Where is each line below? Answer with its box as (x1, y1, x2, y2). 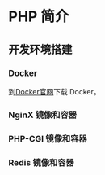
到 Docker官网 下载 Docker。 (8, 86, 101, 96)
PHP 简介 (8, 7, 69, 26)
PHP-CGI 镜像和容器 (8, 133, 87, 144)
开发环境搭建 (8, 42, 73, 56)
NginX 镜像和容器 (8, 109, 78, 120)
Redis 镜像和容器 (8, 156, 74, 168)
